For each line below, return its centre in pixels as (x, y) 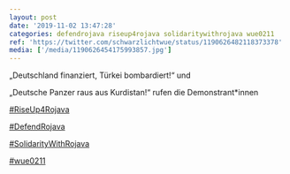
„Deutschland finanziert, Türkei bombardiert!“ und (100, 75)
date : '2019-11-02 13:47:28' (63, 26)
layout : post (33, 17)
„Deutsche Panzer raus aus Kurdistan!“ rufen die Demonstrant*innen (134, 93)
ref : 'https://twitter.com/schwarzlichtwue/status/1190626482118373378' (146, 42)
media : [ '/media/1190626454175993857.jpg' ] (91, 50)
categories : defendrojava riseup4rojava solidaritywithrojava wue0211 (142, 34)
